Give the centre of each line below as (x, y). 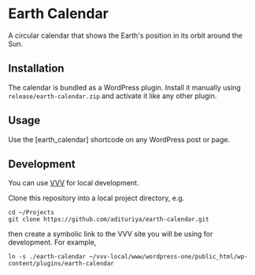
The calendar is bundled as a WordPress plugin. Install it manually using (125, 87)
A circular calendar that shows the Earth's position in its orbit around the (125, 35)
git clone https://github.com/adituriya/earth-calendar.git (109, 220)
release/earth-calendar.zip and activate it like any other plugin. (113, 96)
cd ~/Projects (31, 213)
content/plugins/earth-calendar (61, 264)
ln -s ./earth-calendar (47, 257)
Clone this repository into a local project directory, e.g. (96, 198)
